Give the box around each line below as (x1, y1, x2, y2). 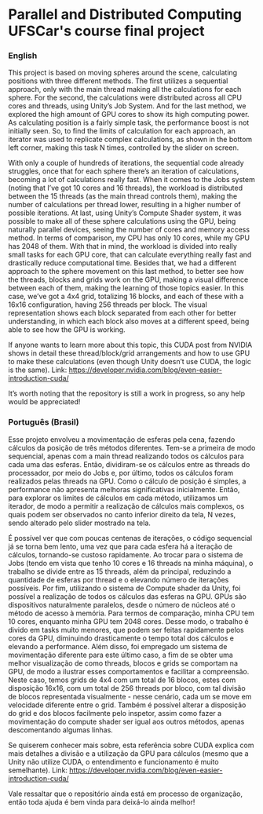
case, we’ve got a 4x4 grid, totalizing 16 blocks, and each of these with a (8, 292, 244, 301)
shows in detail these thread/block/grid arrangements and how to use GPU (8, 349, 250, 358)
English (8, 50, 38, 61)
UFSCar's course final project (8, 22, 206, 40)
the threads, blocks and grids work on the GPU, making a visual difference (8, 275, 249, 284)
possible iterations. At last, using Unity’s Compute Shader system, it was (8, 208, 242, 217)
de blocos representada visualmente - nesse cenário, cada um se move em (8, 692, 252, 701)
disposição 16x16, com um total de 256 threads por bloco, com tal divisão (8, 683, 246, 692)
